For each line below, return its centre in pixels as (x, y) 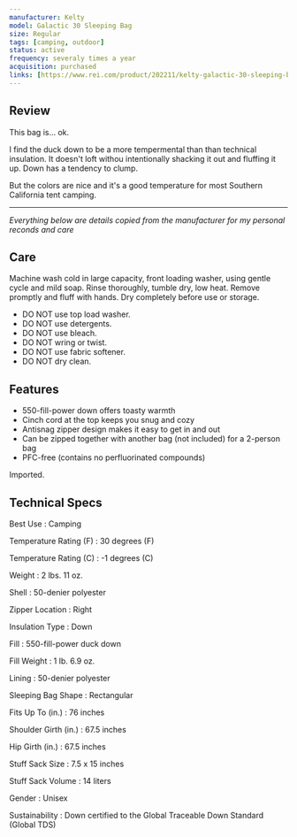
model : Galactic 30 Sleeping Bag (71, 26)
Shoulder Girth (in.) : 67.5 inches (68, 729)
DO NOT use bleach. (59, 334)
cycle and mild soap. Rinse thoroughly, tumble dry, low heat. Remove (135, 288)
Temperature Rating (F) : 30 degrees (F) (82, 541)
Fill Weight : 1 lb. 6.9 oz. (52, 661)
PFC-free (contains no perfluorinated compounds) (114, 457)
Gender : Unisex (38, 798)
